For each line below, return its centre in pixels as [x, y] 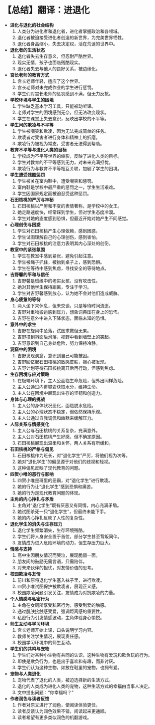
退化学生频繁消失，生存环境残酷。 [52, 530]
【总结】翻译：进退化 [46, 10]
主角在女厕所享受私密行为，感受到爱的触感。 [63, 605]
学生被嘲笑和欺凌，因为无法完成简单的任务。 [63, 131]
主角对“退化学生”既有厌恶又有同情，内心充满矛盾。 [69, 505]
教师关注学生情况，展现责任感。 [50, 636]
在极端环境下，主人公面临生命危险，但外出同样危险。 [72, 380]
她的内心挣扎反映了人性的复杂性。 [52, 517]
